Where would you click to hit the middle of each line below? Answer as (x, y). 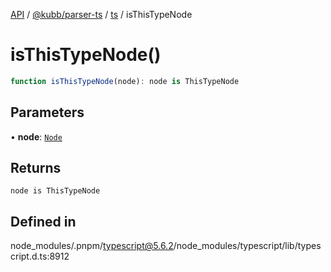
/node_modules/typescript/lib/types (247, 246)
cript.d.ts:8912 (40, 256)
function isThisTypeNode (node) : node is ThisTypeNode (125, 81)
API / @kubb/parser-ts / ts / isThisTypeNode (101, 14)
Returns (36, 168)
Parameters (47, 112)
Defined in (43, 221)
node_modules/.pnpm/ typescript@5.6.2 (92, 246)
